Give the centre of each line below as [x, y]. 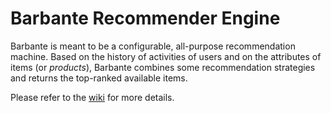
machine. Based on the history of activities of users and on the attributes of [166, 56]
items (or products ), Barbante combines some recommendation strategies [163, 67]
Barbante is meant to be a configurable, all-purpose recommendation [153, 46]
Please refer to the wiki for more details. [92, 97]
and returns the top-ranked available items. [99, 78]
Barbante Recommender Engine [145, 18]
